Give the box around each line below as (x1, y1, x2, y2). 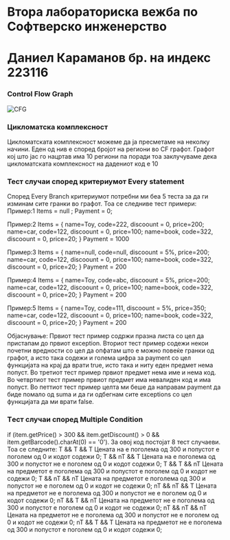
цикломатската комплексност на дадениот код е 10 (7, 159, 159, 168)
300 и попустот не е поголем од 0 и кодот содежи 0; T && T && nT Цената (7, 460, 224, 468)
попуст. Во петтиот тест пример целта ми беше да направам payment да (7, 383, 221, 392)
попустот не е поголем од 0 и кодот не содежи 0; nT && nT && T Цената (7, 482, 218, 490)
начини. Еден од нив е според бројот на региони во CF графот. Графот (7, 145, 215, 153)
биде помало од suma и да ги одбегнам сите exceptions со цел (7, 390, 192, 398)
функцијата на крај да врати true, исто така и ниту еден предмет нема (7, 361, 214, 370)
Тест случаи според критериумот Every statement (7, 177, 185, 186)
